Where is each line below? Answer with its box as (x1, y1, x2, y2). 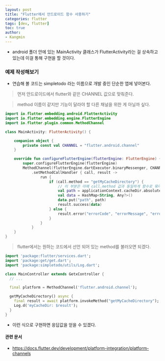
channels (12, 350, 31, 356)
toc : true (5, 26, 26, 31)
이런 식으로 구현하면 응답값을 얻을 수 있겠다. (12, 322, 97, 328)
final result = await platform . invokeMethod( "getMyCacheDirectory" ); (14, 298, 160, 303)
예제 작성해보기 (5, 68, 39, 75)
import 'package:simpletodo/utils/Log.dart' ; (5, 263, 100, 267)
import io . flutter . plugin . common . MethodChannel (5, 120, 105, 126)
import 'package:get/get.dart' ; (5, 258, 71, 263)
